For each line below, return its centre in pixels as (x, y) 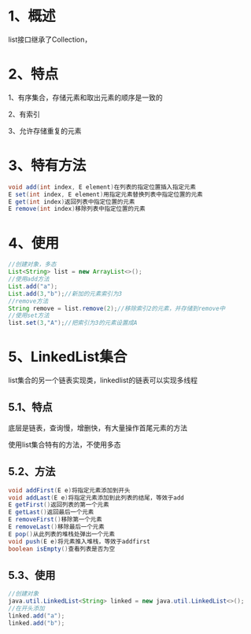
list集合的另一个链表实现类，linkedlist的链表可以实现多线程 (103, 380)
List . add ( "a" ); (33, 286)
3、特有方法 (47, 166)
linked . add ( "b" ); (37, 623)
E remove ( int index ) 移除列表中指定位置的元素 (77, 209)
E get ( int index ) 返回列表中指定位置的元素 (72, 201)
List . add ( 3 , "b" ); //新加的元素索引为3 (65, 293)
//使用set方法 (29, 315)
